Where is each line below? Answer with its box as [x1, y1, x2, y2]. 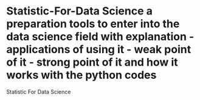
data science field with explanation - [6, 30, 195, 43]
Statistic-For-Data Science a [6, 4, 153, 18]
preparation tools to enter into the [6, 17, 180, 31]
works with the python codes [6, 68, 157, 82]
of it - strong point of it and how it [6, 55, 178, 69]
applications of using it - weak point [6, 43, 191, 57]
